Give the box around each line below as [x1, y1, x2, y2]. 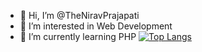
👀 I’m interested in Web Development [19, 20, 173, 32]
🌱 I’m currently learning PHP [19, 31, 137, 42]
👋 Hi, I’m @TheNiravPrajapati [19, 10, 140, 21]
